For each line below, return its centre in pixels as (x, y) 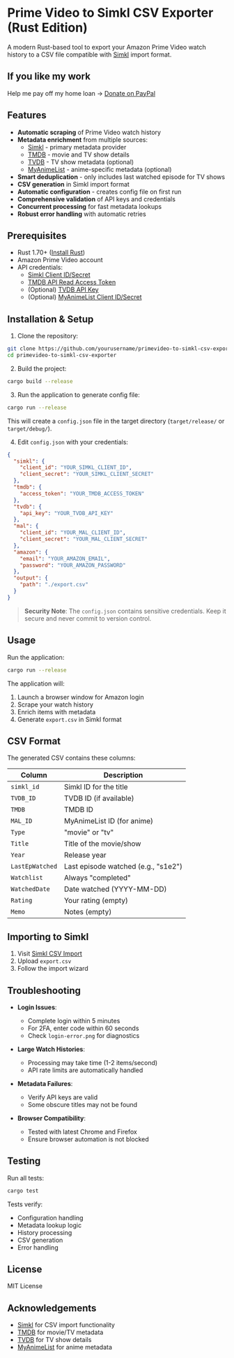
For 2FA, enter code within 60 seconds (83, 1028)
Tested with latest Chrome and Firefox (82, 1132)
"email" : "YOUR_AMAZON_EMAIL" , (65, 558)
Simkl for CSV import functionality (66, 1325)
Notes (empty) (88, 912)
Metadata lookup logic (49, 1225)
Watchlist (27, 878)
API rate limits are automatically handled (85, 1070)
